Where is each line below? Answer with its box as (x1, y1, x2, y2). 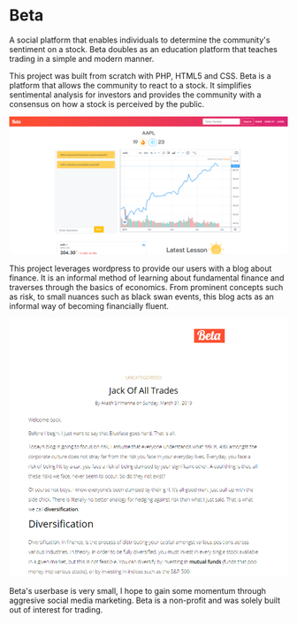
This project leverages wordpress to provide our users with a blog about (9, 263, 272, 273)
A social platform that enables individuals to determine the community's (9, 35, 270, 45)
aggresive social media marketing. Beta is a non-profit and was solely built (9, 595, 281, 606)
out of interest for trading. (9, 605, 103, 615)
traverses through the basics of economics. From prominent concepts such (9, 281, 284, 292)
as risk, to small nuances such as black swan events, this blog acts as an (9, 291, 274, 302)
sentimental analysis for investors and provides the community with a (9, 89, 262, 100)
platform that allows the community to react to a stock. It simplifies (9, 80, 252, 90)
